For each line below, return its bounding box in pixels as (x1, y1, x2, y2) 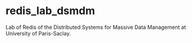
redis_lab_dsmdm (5, 4, 95, 18)
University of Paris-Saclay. (5, 29, 71, 37)
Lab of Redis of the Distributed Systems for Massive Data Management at (5, 24, 186, 31)
